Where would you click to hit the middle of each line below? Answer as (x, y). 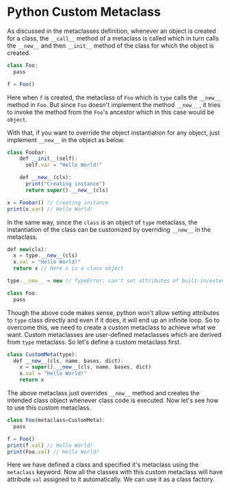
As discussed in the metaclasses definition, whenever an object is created (112, 31)
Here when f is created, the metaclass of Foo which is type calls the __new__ (114, 97)
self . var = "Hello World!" (64, 165)
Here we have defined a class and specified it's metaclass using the (103, 465)
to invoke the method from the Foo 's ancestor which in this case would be (111, 112)
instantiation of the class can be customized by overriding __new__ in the (109, 229)
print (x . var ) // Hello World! (50, 209)
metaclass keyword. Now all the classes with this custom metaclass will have (115, 472)
